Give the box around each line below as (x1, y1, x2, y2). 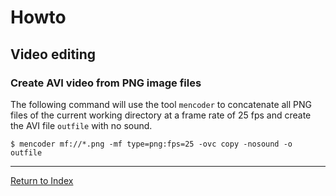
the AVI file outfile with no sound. (10, 119, 153, 131)
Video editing (10, 46, 97, 63)
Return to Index (10, 174, 74, 186)
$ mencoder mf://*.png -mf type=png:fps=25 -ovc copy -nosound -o (10, 139, 293, 149)
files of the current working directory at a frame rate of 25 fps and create (10, 109, 312, 121)
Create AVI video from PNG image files (10, 76, 202, 90)
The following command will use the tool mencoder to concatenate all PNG (10, 98, 313, 110)
